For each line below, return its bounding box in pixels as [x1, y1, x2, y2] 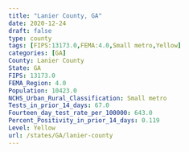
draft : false [8, 27, 52, 35]
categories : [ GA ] [8, 49, 67, 57]
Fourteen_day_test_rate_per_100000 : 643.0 [8, 109, 153, 117]
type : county [8, 34, 52, 43]
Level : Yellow [8, 124, 56, 132]
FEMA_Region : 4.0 [8, 79, 67, 87]
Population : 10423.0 [8, 86, 78, 95]
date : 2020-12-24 [8, 19, 67, 27]
